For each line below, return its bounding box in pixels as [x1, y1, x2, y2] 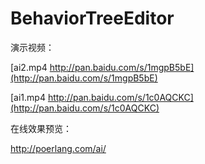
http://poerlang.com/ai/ [10, 142, 107, 154]
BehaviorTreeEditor [10, 7, 175, 30]
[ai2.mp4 [10, 61, 48, 73]
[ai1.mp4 [10, 91, 46, 103]
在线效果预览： [10, 122, 72, 134]
